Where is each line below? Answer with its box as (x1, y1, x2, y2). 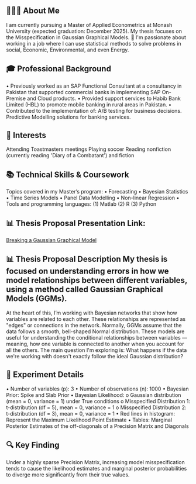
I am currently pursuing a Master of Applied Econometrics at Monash (6, 21, 173, 28)
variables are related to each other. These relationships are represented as (6, 315, 186, 322)
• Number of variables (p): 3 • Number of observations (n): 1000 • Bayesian (6, 385, 189, 392)
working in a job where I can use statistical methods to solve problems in (6, 40, 181, 47)
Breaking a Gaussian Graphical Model (6, 237, 97, 244)
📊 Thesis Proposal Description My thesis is (6, 254, 168, 264)
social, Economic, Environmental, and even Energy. (6, 46, 129, 53)
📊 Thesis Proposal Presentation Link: (6, 218, 146, 228)
